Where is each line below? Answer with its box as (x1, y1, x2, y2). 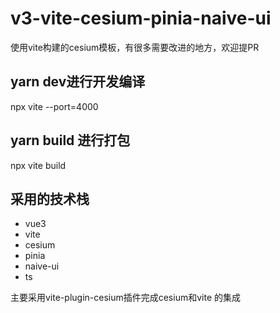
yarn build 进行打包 (10, 132, 131, 149)
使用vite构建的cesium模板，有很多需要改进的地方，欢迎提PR (10, 41, 260, 53)
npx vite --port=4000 (10, 100, 99, 112)
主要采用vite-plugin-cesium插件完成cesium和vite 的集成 (10, 292, 241, 304)
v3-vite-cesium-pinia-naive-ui (10, 7, 272, 30)
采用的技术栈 (10, 190, 90, 207)
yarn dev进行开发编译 (10, 73, 146, 91)
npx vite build (10, 159, 67, 171)
